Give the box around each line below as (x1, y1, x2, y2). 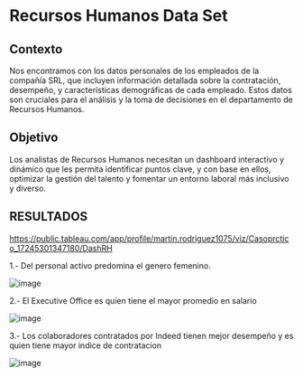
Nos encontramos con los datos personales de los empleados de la (9, 65, 260, 76)
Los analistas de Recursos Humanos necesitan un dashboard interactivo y (9, 154, 285, 165)
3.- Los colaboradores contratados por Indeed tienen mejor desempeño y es (9, 330, 294, 341)
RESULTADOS (9, 209, 88, 224)
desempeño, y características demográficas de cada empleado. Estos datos (9, 85, 293, 95)
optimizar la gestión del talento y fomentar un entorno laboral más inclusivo (9, 173, 289, 184)
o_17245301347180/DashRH (9, 242, 113, 253)
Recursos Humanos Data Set (9, 5, 228, 26)
